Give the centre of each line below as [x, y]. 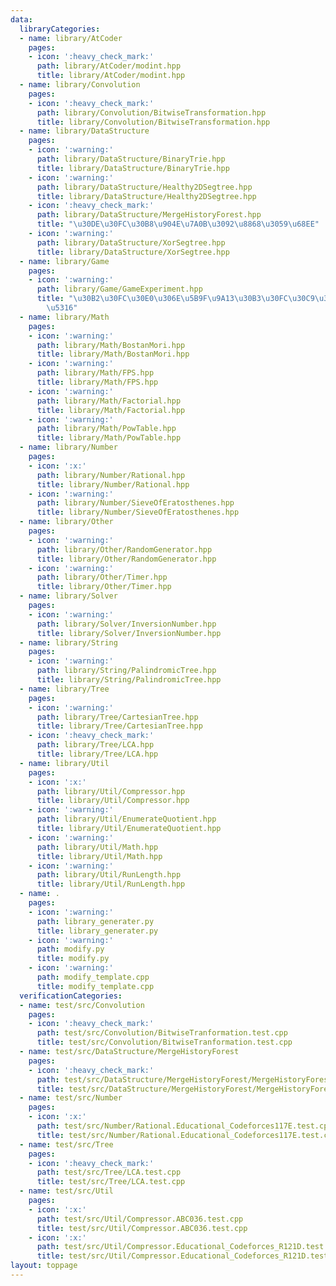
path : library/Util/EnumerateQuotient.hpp [126, 819]
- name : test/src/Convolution [82, 1005]
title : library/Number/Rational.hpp [113, 484]
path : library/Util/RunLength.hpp [109, 875]
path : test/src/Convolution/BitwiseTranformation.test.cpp [162, 1033]
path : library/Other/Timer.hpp [102, 577]
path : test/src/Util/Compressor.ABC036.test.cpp [140, 1219]
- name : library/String [68, 642]
